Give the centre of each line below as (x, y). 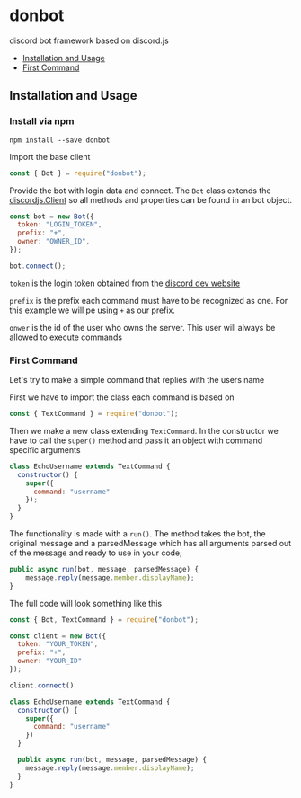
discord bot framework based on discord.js (89, 40)
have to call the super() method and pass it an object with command (136, 440)
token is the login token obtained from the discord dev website (125, 283)
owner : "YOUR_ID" (50, 661)
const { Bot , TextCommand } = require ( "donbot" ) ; (104, 620)
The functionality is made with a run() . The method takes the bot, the (138, 534)
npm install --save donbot (60, 140)
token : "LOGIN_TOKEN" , (60, 225)
